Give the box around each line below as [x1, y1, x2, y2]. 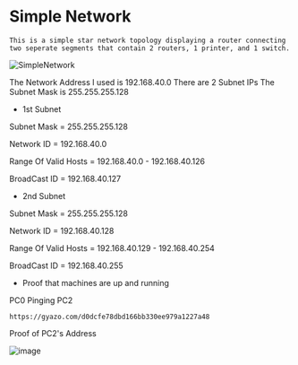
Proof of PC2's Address [9, 327, 97, 338]
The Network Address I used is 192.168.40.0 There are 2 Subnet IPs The [9, 76, 275, 87]
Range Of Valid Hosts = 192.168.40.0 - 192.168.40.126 [9, 155, 206, 167]
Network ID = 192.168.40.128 [9, 225, 115, 236]
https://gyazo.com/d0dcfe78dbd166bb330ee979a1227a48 [9, 312, 210, 321]
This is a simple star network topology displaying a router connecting [9, 36, 286, 45]
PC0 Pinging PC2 [9, 294, 73, 306]
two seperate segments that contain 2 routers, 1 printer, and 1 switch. [9, 43, 291, 53]
